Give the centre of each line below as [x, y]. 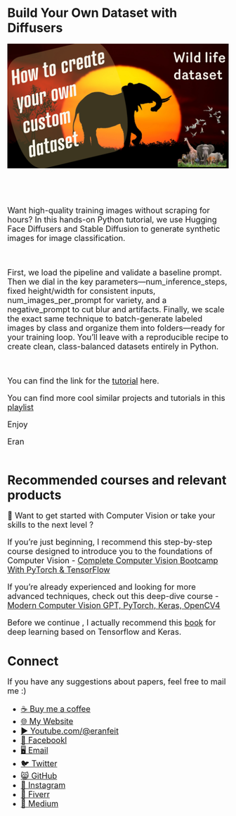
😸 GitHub [39, 775]
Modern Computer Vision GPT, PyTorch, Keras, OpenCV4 [114, 605]
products [34, 495]
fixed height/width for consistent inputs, [81, 291]
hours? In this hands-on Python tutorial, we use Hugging [112, 220]
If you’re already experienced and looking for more [102, 587]
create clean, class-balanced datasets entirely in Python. [113, 346]
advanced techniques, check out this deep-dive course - [113, 596]
